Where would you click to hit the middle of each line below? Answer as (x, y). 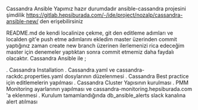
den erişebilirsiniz (61, 21)
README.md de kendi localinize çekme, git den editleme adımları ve (90, 33)
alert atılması (22, 102)
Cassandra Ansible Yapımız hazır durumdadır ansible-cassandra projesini (96, 9)
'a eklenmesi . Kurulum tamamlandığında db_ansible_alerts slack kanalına (96, 95)
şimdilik (16, 15)
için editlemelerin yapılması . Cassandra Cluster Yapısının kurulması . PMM (98, 82)
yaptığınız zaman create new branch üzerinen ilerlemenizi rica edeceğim (95, 45)
